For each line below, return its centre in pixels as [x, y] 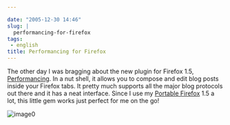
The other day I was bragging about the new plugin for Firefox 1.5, [101, 71]
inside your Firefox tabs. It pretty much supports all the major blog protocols [115, 86]
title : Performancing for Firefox [57, 52]
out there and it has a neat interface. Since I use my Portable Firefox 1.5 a [111, 93]
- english [24, 46]
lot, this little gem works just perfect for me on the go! [83, 100]
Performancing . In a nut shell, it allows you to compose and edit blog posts [113, 79]
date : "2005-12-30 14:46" [44, 19]
